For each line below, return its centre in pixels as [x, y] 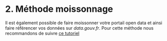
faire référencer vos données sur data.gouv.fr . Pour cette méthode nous [79, 28]
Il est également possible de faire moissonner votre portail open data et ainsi [84, 23]
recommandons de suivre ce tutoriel [42, 33]
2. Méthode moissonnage [59, 9]
